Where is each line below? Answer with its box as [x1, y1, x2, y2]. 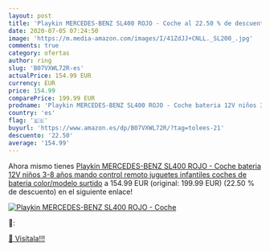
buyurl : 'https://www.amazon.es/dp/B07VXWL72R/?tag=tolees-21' [8, 124, 225, 132]
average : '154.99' [8, 138, 70, 147]
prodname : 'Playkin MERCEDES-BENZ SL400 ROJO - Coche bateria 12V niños [8, 101, 257, 109]
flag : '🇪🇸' [8, 117, 48, 125]
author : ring [8, 57, 52, 65]
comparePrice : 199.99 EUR [8, 94, 95, 102]
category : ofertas [8, 49, 70, 57]
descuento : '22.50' [8, 131, 74, 139]
